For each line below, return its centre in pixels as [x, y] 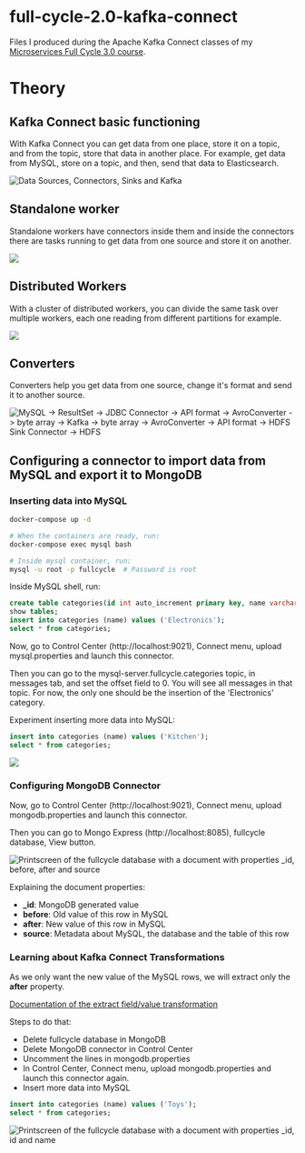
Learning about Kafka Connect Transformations [117, 957]
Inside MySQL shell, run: [55, 587]
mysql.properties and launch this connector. [92, 656]
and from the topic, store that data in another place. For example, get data [148, 153]
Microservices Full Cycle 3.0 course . [78, 51]
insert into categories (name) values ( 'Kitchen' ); [109, 737]
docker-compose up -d [50, 520]
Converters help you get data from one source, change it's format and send [151, 386]
